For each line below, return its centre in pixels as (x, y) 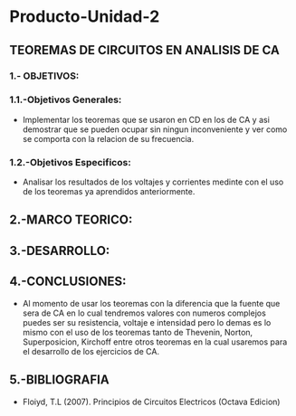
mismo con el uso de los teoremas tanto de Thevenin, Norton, (138, 332)
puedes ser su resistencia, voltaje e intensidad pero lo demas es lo (147, 322)
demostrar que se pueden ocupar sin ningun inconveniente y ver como (155, 129)
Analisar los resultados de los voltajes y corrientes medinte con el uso (153, 182)
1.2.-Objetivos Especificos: (70, 162)
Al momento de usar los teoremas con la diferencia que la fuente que (151, 303)
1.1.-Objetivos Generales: (66, 99)
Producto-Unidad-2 (85, 17)
